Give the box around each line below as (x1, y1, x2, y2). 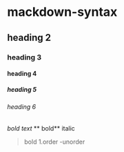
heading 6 (7, 103, 37, 111)
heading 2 (7, 32, 52, 44)
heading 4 (7, 70, 37, 78)
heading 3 (7, 53, 42, 62)
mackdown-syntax (7, 4, 118, 20)
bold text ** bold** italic (7, 124, 76, 132)
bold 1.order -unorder (23, 137, 85, 146)
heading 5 (7, 85, 37, 93)
